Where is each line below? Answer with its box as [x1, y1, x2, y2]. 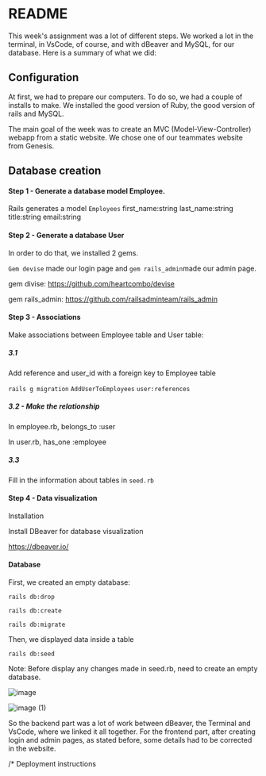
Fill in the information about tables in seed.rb [8, 475, 155, 485]
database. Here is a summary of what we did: [8, 48, 157, 57]
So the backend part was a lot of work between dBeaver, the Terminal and [8, 719, 252, 728]
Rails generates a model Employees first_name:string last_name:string [8, 204, 234, 213]
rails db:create [8, 607, 62, 615]
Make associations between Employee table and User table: [8, 330, 204, 340]
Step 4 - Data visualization [8, 494, 98, 503]
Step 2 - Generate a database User [8, 230, 125, 240]
